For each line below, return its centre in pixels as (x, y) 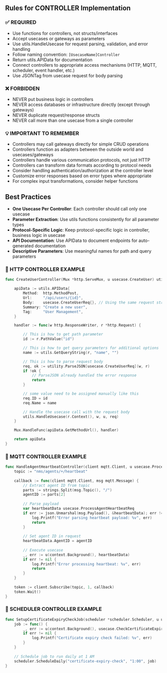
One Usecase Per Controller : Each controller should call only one (80, 209)
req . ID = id (36, 398)
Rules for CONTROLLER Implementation (68, 8)
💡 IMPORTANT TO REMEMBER (42, 133)
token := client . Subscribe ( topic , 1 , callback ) (64, 587)
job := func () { (31, 624)
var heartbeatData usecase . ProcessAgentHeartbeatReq (79, 509)
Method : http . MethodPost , (51, 293)
